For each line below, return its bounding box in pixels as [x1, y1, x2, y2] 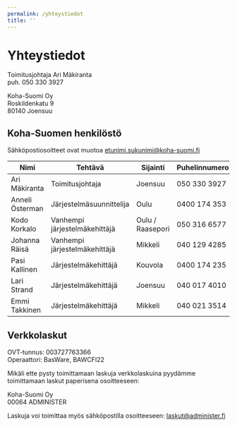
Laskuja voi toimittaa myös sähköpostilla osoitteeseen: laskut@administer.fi [7, 411, 226, 420]
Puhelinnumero [176, 163, 229, 173]
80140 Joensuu [7, 107, 53, 115]
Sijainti [140, 163, 165, 173]
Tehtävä [76, 163, 104, 173]
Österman [11, 204, 44, 214]
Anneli [11, 195, 32, 205]
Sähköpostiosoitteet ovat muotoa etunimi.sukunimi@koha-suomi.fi [7, 146, 200, 155]
